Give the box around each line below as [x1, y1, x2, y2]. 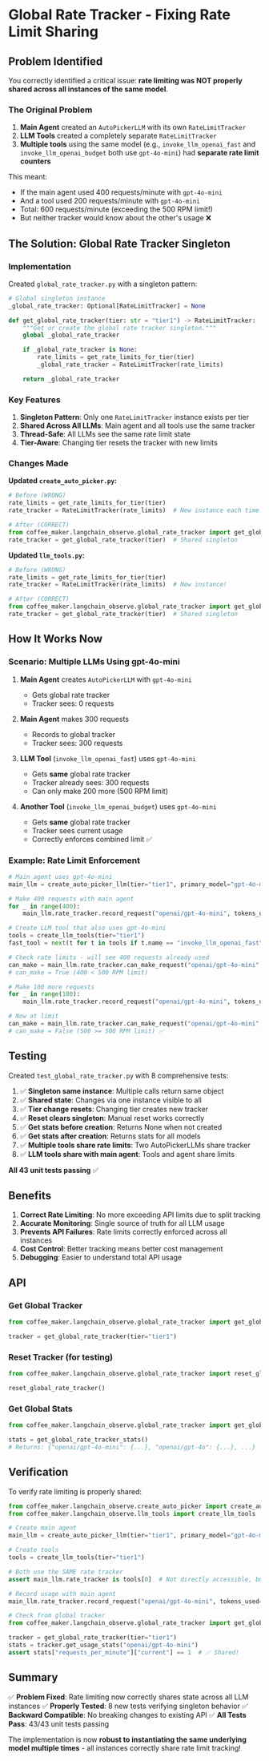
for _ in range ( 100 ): [8, 990, 81, 998]
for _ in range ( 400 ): [8, 902, 81, 910]
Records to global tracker [31, 729, 116, 739]
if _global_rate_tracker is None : [22, 346, 138, 354]
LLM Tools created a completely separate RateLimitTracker [19, 131, 218, 141]
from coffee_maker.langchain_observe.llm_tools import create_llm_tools [8, 1509, 256, 1517]
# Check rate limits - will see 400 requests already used [8, 953, 210, 961]
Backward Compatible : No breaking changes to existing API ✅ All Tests [8, 1710, 247, 1719]
